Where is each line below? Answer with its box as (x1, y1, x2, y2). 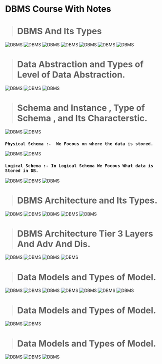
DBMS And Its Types (17, 26, 102, 37)
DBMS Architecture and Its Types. (17, 195, 158, 206)
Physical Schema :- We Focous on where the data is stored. (5, 141, 154, 147)
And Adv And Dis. (17, 238, 91, 249)
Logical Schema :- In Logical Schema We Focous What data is (5, 163, 154, 169)
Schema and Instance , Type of (17, 102, 145, 114)
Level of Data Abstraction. (17, 69, 125, 80)
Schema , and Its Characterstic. (17, 113, 148, 124)
